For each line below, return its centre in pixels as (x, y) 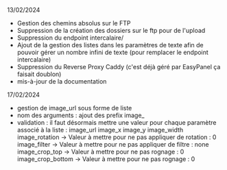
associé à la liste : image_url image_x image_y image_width (100, 130)
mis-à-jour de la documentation (62, 81)
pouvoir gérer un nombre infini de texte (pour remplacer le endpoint (113, 52)
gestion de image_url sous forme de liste (74, 108)
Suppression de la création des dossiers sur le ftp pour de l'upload (111, 31)
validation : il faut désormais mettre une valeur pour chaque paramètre (117, 122)
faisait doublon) (39, 74)
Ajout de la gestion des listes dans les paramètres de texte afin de (110, 45)
